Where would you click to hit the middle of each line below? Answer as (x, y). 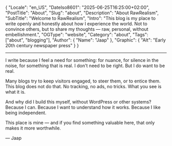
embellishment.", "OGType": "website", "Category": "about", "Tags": (77, 35)
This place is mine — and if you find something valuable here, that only (80, 123)
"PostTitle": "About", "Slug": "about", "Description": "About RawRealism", (82, 13)
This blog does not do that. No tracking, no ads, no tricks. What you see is (83, 86)
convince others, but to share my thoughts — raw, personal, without (77, 29)
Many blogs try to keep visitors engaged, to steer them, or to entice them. (83, 81)
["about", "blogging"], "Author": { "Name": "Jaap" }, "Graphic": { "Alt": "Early (86, 40)
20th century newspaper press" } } (42, 45)
